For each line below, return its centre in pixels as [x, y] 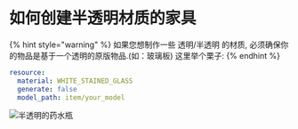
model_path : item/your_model [71, 97]
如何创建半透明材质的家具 [103, 18]
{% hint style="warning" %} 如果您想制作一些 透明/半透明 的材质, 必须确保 [145, 44]
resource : [28, 72]
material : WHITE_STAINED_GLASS [75, 81]
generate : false [47, 89]
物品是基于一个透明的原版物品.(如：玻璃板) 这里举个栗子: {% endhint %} [148, 55]
